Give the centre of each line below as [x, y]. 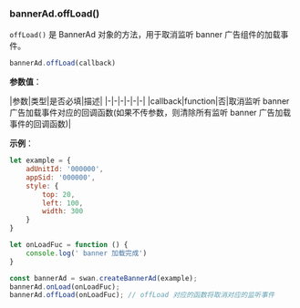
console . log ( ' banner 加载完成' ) [87, 253]
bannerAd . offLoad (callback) [63, 63]
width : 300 [63, 211]
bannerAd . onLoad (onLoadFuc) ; [65, 287]
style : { [42, 186]
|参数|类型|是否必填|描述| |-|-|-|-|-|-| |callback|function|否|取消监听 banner [150, 101]
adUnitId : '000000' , [65, 169]
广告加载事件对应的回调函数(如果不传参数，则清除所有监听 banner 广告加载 [150, 113]
